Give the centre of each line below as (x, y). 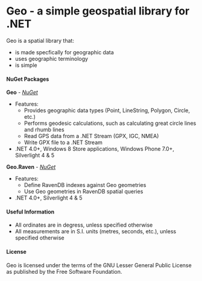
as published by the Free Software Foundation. (64, 271)
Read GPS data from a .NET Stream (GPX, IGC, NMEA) (91, 136)
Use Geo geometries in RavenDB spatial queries (84, 192)
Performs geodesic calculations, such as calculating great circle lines (110, 123)
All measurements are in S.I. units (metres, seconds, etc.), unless (96, 232)
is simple (26, 65)
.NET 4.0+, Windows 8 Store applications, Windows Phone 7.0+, (95, 149)
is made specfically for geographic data (65, 52)
